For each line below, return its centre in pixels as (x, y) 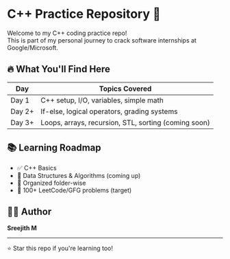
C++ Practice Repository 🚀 (84, 14)
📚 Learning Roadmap (54, 148)
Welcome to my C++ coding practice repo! (67, 33)
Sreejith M (22, 228)
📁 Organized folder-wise (51, 183)
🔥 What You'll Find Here (59, 69)
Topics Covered (125, 89)
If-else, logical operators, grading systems (109, 111)
